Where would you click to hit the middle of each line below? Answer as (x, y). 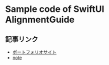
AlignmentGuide (40, 20)
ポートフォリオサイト (34, 52)
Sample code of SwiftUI (55, 9)
